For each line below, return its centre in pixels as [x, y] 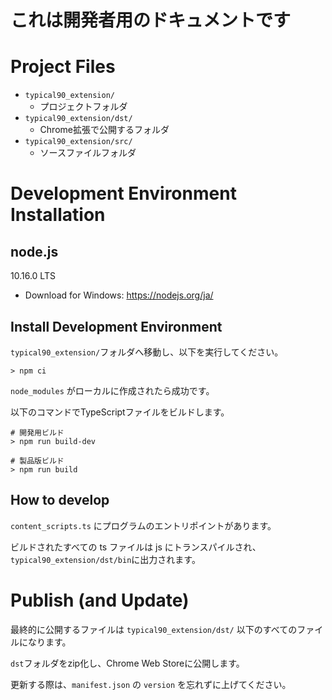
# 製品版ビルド [37, 461]
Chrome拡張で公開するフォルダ [104, 130]
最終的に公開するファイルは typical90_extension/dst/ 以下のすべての [154, 629]
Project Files [63, 67]
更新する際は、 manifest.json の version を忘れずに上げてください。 [151, 684]
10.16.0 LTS [33, 276]
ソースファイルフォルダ [88, 153]
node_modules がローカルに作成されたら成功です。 [112, 390]
